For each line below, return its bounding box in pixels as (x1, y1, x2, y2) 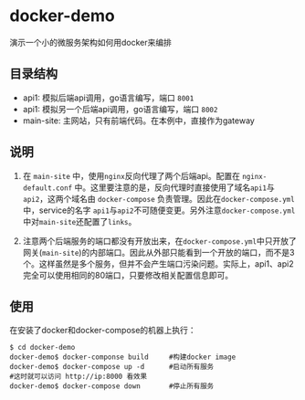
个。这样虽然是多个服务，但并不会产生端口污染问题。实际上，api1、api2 (22, 258, 294, 269)
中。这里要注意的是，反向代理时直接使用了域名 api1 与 (74, 182, 276, 193)
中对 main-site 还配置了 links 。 (22, 216, 137, 226)
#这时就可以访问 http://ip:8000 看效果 (9, 372, 148, 382)
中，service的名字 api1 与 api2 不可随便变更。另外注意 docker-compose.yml (22, 205, 296, 216)
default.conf (22, 184, 73, 193)
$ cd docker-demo (9, 343, 76, 353)
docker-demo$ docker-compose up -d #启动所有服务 (9, 363, 215, 372)
